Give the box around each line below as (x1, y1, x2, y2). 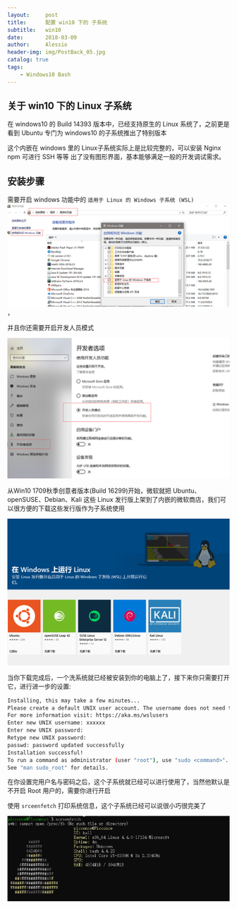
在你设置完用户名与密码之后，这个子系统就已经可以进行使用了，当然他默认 (7, 778, 224, 786)
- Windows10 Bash (20, 71, 71, 78)
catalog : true (7, 57, 49, 64)
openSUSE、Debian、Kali (7, 495, 83, 503)
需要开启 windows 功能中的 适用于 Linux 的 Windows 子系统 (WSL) (7, 195, 195, 204)
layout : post (7, 11, 59, 18)
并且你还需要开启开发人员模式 (7, 323, 94, 332)
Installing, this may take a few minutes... (7, 697, 140, 704)
